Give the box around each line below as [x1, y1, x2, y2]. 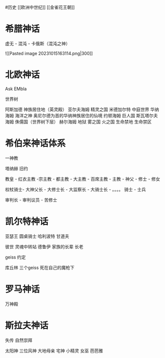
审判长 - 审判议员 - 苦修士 [5, 196, 58, 203]
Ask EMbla [5, 86, 27, 92]
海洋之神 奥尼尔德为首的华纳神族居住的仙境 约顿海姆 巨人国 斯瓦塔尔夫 [14, 112, 158, 118]
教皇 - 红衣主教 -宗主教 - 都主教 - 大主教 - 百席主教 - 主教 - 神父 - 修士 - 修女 [5, 176, 160, 182]
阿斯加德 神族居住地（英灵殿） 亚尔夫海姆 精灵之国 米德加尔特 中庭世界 [5, 106, 149, 112]
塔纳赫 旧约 [5, 165, 28, 171]
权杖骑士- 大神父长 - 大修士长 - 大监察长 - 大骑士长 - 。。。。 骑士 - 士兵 [5, 186, 146, 192]
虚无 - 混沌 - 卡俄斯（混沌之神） [5, 40, 70, 46]
